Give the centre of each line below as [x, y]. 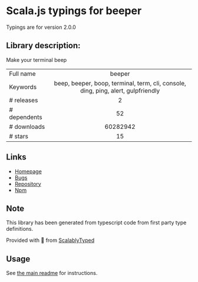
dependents [26, 117]
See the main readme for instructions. [52, 273]
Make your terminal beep [37, 59]
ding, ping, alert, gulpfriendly [120, 91]
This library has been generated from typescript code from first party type [96, 223]
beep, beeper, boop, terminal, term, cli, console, [120, 83]
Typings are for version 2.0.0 [41, 27]
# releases [24, 100]
